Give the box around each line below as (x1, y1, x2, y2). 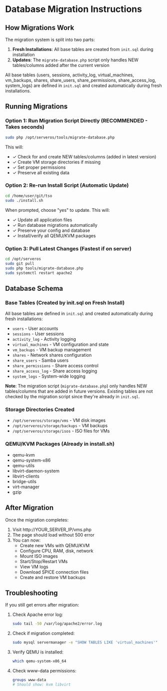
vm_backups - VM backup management (12, 347, 91, 353)
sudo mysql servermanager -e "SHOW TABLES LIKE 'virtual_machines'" (12, 640, 158, 645)
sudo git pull (5, 261, 35, 266)
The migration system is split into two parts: (5, 36, 95, 42)
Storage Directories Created (5, 406, 75, 413)
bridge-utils (12, 478, 36, 484)
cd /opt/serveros (5, 256, 41, 261)
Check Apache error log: (12, 612, 63, 618)
